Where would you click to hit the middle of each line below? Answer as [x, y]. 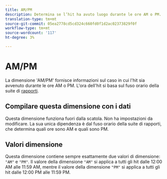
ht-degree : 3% [20, 38]
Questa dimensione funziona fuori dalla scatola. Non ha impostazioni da [79, 118]
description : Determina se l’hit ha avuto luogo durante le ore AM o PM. [83, 14]
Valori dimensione [34, 145]
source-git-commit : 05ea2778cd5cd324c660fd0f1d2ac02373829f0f [71, 24]
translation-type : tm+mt [31, 19]
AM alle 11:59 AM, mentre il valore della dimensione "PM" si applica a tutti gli [83, 167]
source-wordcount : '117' [31, 33]
